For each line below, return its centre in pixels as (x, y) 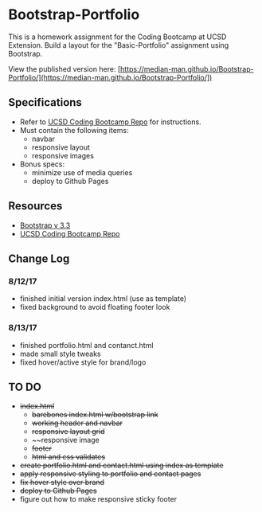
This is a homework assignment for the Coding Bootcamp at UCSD (117, 37)
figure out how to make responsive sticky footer (98, 499)
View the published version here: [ (65, 68)
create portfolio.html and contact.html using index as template (121, 465)
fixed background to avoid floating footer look (95, 307)
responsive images (63, 155)
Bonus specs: (42, 164)
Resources (35, 206)
